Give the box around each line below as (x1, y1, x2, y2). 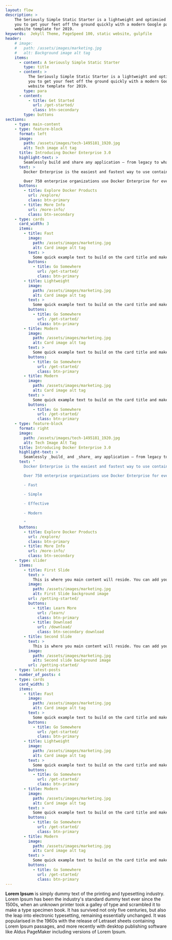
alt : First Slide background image (32, 592, 109, 597)
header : (5, 36, 22, 41)
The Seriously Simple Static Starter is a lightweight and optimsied (14, 17, 166, 22)
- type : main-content (14, 121, 60, 127)
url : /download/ (37, 625, 72, 630)
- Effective (24, 501, 50, 507)
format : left (18, 131, 47, 136)
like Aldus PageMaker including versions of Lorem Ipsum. (5, 929, 126, 935)
